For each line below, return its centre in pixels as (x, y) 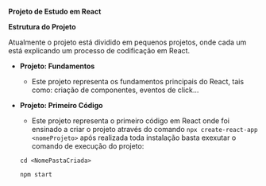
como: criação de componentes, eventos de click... (115, 90)
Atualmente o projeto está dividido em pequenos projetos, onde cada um (127, 42)
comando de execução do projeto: (88, 146)
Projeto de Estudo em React (55, 12)
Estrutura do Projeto (42, 27)
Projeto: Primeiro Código (61, 105)
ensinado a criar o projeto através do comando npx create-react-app (145, 129)
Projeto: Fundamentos (57, 66)
